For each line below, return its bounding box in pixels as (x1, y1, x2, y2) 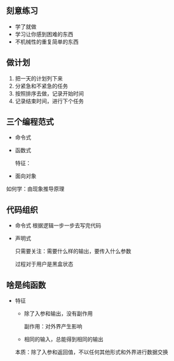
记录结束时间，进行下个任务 (14, 97, 84, 105)
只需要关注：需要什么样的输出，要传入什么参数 (14, 247, 131, 255)
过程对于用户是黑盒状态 (14, 261, 73, 268)
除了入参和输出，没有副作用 (23, 310, 93, 317)
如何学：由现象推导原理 (6, 185, 64, 192)
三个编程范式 (6, 117, 54, 127)
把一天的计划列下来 (14, 74, 63, 82)
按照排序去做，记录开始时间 (14, 89, 84, 97)
